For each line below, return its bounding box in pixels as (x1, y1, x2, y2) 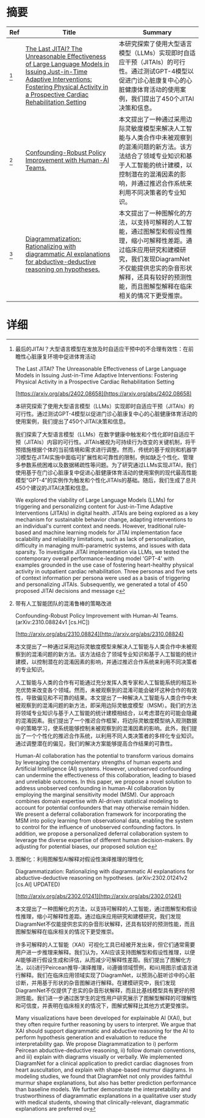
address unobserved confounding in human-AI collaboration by (15, 784, 175, 791)
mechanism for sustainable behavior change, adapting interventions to (15, 515, 193, 523)
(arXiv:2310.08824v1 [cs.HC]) (15, 618, 90, 626)
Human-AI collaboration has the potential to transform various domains (15, 752, 194, 759)
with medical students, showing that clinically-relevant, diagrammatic (15, 1098, 189, 1106)
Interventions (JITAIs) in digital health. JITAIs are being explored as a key (15, 509, 198, 517)
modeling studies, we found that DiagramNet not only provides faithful (15, 1072, 192, 1080)
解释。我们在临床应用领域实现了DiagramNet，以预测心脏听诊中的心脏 (20, 971, 195, 979)
